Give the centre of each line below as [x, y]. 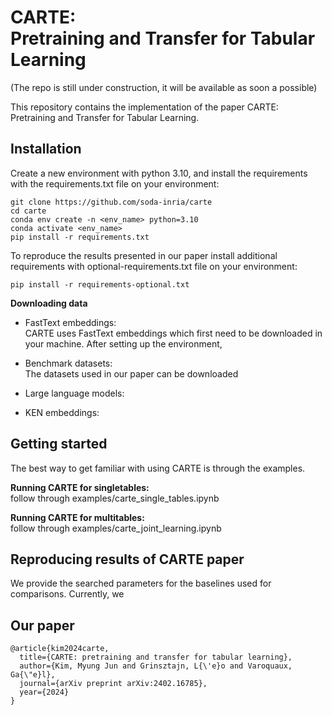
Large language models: [74, 393]
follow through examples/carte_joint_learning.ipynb [116, 528]
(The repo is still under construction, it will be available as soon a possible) [164, 87]
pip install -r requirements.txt [80, 237]
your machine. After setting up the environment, [123, 343]
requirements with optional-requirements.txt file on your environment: [154, 266]
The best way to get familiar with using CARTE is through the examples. [158, 468]
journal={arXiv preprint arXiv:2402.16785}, [113, 684]
